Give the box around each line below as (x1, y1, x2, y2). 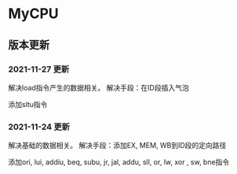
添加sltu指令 (8, 99, 48, 109)
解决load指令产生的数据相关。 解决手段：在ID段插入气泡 (8, 83, 190, 92)
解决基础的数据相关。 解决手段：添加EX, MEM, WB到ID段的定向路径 (8, 141, 227, 150)
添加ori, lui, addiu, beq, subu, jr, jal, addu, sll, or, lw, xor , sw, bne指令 (8, 157, 230, 167)
